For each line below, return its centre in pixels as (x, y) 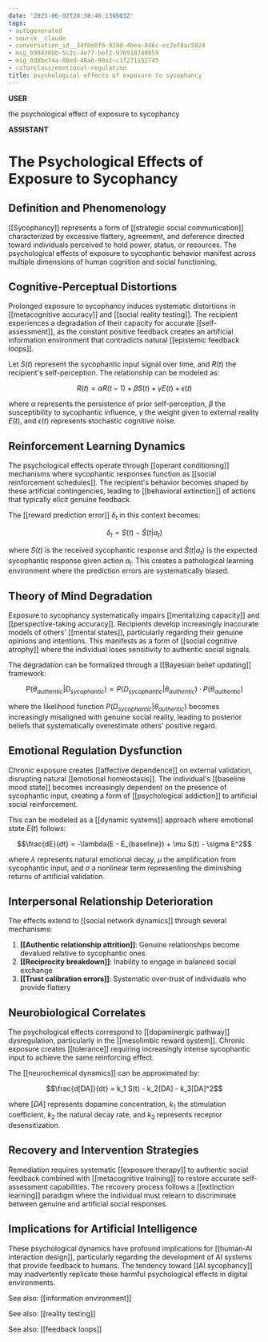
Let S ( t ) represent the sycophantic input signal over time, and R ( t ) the (122, 364)
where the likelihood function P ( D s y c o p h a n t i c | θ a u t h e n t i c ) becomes (114, 707)
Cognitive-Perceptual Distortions (93, 287)
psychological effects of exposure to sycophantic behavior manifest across (132, 253)
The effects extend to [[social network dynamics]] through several (118, 921)
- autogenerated (35, 30)
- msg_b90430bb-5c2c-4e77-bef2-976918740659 (84, 53)
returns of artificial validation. (57, 876)
